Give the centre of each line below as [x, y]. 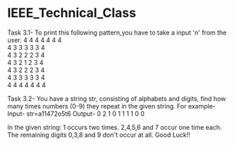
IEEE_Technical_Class [72, 13]
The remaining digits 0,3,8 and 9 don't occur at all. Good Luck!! [99, 135]
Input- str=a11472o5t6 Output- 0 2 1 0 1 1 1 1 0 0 [76, 114]
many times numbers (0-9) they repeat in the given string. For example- [112, 106]
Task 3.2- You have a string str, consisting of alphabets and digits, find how [117, 98]
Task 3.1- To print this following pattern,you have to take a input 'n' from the [117, 32]
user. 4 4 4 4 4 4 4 [35, 39]
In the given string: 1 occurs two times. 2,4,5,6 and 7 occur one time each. [115, 127]
